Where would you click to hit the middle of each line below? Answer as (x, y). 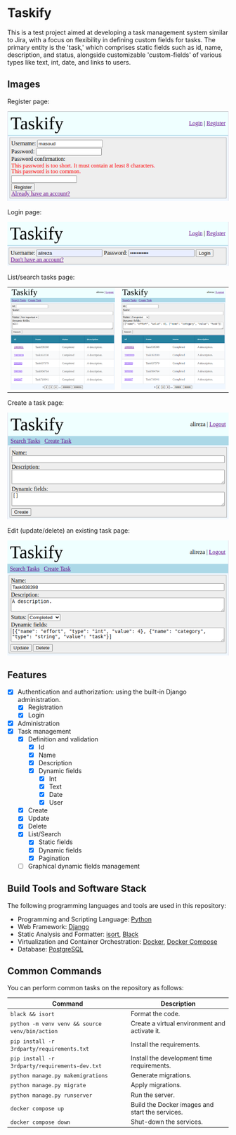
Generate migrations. (161, 1075)
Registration (45, 707)
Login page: (25, 212)
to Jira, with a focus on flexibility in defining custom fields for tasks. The (111, 39)
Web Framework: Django (53, 926)
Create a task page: (36, 403)
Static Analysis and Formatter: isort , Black (78, 934)
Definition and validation (63, 739)
